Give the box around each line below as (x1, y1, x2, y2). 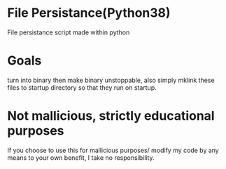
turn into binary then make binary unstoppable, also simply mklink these (7, 76, 215, 84)
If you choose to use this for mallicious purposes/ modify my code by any (7, 146, 219, 154)
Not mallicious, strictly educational (7, 108, 215, 124)
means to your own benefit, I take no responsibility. (7, 153, 155, 162)
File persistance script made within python (7, 28, 130, 36)
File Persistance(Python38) (7, 5, 171, 21)
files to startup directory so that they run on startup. (7, 83, 157, 92)
